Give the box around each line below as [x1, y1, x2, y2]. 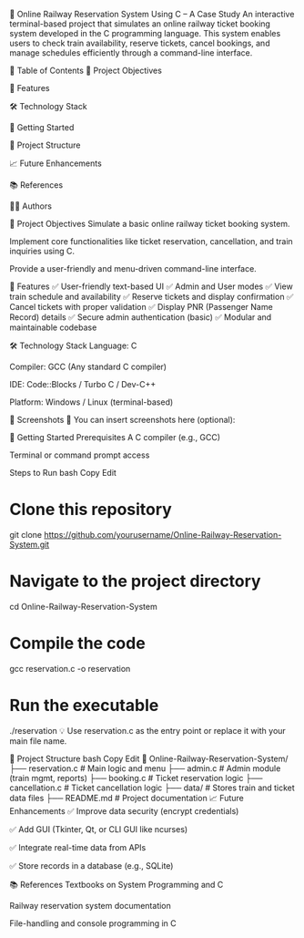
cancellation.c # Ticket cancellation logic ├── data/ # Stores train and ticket [9, 782, 296, 793]
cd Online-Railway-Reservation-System [9, 601, 157, 612]
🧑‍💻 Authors [9, 201, 53, 211]
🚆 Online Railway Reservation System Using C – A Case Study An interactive [9, 9, 295, 19]
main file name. [9, 735, 67, 747]
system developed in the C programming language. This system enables [9, 28, 281, 38]
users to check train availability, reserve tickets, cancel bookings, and [9, 37, 270, 48]
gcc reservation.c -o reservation [9, 663, 131, 674]
